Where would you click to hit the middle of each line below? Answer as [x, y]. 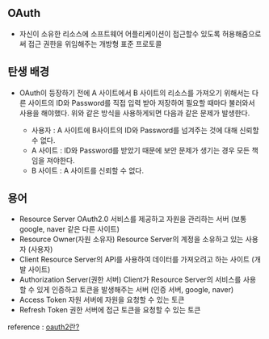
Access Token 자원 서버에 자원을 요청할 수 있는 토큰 [102, 300]
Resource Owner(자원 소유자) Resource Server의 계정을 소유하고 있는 [131, 239]
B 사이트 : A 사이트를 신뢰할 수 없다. [88, 170]
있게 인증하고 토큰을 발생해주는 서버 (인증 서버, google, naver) [135, 290]
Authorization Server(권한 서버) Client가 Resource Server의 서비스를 [130, 280]
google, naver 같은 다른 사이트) [69, 229]
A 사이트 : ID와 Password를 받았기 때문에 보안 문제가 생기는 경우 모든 [141, 150]
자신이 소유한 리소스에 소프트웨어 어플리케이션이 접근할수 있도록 [120, 33]
